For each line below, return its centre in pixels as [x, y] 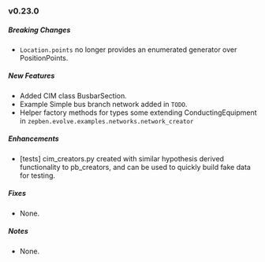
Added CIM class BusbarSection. [73, 95]
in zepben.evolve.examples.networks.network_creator [106, 120]
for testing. [37, 175]
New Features [32, 76]
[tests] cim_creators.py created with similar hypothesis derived [122, 158]
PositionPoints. [44, 57]
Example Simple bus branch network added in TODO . [103, 104]
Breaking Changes [39, 30]
